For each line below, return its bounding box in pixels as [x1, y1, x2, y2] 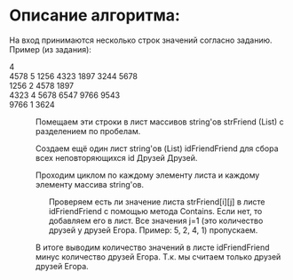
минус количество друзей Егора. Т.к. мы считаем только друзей [35, 251, 281, 262]
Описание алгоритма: [9, 5, 180, 26]
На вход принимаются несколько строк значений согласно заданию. [9, 35, 273, 45]
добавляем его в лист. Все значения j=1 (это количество [48, 215, 264, 226]
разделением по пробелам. [35, 125, 141, 136]
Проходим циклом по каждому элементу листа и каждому [35, 170, 260, 180]
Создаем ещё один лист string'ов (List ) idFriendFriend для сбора [35, 143, 279, 154]
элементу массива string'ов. [35, 179, 145, 189]
